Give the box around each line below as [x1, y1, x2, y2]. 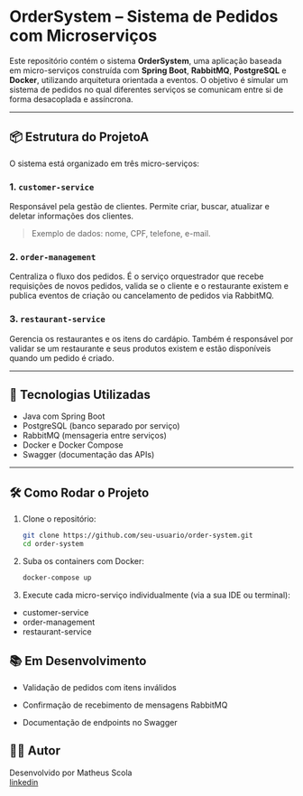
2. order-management [9, 250, 96, 263]
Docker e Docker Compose [22, 440, 124, 450]
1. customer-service [9, 180, 95, 193]
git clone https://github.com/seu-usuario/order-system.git [22, 531, 253, 541]
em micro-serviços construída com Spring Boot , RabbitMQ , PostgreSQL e [9, 65, 287, 76]
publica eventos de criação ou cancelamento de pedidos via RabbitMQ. [9, 291, 275, 301]
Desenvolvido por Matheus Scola [9, 767, 133, 778]
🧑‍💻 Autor [9, 743, 61, 759]
